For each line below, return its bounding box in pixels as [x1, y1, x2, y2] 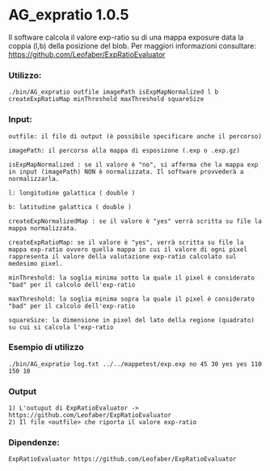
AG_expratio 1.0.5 [8, 6, 129, 24]
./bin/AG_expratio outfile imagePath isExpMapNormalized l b [8, 88, 219, 96]
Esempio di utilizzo [8, 342, 84, 353]
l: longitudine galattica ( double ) [8, 188, 136, 197]
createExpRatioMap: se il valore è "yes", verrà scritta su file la [8, 238, 244, 246]
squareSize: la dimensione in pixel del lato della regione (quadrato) [8, 316, 255, 324]
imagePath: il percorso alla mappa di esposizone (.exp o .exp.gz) [8, 146, 241, 154]
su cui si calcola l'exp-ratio [8, 323, 114, 331]
